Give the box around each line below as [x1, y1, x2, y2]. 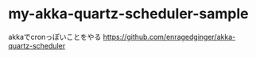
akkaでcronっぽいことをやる [8, 32, 102, 41]
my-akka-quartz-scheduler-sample [8, 5, 249, 23]
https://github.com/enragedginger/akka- [103, 32, 236, 41]
